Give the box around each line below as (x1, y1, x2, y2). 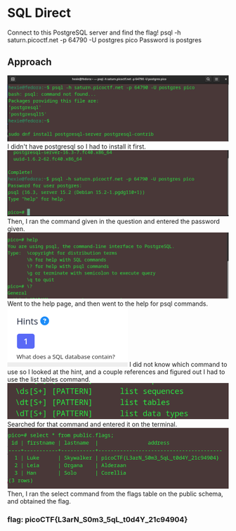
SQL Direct (7, 5, 72, 21)
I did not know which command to (129, 361, 228, 369)
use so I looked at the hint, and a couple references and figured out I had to (7, 368, 225, 376)
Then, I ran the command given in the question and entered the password (7, 217, 220, 225)
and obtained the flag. (7, 496, 72, 505)
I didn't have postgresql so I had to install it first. (7, 142, 146, 151)
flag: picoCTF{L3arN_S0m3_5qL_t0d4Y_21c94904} (7, 514, 188, 524)
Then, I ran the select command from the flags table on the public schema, (7, 489, 223, 498)
